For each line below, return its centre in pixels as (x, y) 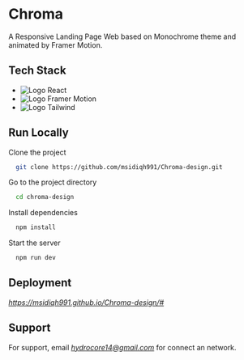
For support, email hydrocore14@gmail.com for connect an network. (122, 347)
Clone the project (37, 152)
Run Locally (39, 133)
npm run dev (36, 258)
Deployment (40, 283)
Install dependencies (43, 213)
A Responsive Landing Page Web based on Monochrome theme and (122, 36)
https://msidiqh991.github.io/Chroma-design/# (86, 302)
